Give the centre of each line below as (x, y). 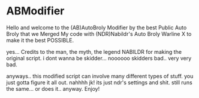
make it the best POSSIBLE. (40, 40)
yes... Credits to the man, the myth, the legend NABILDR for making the (94, 51)
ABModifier (35, 11)
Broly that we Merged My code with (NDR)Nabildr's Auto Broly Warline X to (99, 33)
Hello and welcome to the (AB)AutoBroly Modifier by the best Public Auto (97, 27)
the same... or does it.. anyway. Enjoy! (53, 88)
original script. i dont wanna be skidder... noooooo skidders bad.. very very (99, 58)
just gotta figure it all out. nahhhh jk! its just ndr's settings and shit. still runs (99, 82)
